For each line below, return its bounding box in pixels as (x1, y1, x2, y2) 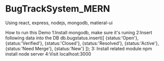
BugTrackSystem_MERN (5, 3, 110, 15)
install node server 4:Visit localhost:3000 (5, 51, 91, 57)
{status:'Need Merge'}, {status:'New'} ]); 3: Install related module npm (5, 45, 152, 51)
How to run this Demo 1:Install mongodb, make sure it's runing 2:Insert (5, 29, 152, 35)
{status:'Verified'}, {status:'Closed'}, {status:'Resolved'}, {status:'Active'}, (5, 40, 159, 46)
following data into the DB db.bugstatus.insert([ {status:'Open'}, (5, 35, 139, 41)
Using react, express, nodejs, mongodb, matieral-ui (5, 20, 113, 26)
